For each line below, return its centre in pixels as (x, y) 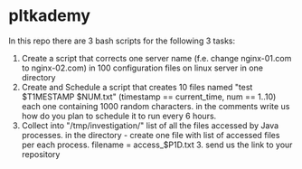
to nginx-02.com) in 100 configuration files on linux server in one (142, 68)
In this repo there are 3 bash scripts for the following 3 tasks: (122, 41)
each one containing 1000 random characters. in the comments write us (156, 106)
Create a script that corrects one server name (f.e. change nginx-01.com (156, 58)
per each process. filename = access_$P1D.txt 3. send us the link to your (157, 145)
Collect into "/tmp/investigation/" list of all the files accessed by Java (150, 125)
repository (41, 154)
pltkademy (50, 16)
